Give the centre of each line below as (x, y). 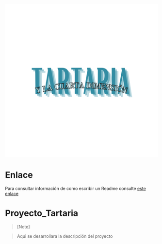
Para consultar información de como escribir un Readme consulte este (76, 188)
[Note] (23, 227)
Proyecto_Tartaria (42, 213)
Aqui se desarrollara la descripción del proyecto (65, 236)
